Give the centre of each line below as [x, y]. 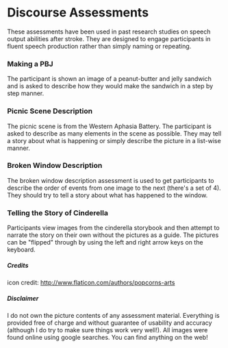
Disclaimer [23, 298]
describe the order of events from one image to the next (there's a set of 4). [114, 188]
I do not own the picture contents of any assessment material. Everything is [114, 316]
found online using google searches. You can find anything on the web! [107, 338]
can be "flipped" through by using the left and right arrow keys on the [105, 243]
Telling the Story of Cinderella [58, 212]
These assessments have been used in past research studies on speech [109, 32]
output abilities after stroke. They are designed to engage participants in [109, 38]
